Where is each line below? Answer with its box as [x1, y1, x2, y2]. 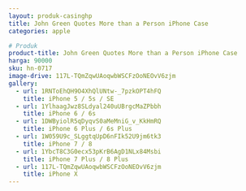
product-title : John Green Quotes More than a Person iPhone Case [8, 50, 238, 58]
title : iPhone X [23, 170, 79, 179]
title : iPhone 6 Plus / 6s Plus [23, 125, 132, 133]
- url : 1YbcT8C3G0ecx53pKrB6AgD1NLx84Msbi [15, 147, 162, 155]
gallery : [8, 79, 38, 88]
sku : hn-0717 [8, 64, 53, 73]
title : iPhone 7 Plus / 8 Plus [23, 155, 129, 163]
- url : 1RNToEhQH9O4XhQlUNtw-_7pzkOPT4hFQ [15, 87, 162, 95]
